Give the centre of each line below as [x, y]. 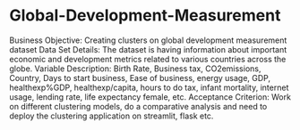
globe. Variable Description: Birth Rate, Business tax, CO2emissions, [135, 69]
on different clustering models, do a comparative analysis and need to [138, 106]
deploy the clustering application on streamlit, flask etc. [111, 116]
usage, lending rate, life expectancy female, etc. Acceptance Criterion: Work [150, 97]
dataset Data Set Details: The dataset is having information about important [148, 49]
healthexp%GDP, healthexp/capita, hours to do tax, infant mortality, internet [149, 87]
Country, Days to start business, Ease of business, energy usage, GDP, [140, 77]
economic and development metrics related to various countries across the [148, 59]
